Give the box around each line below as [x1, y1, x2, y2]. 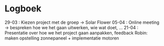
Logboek [4, 3, 41, 14]
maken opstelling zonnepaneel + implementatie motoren [4, 35, 120, 41]
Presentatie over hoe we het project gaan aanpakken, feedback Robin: [4, 30, 148, 36]
